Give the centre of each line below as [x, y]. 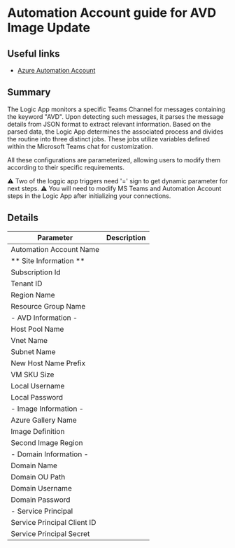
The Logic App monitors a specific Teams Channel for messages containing [116, 109]
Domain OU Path [38, 477]
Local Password [37, 397]
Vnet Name [29, 340]
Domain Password [41, 500]
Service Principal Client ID [54, 522]
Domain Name [34, 465]
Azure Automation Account [56, 70]
